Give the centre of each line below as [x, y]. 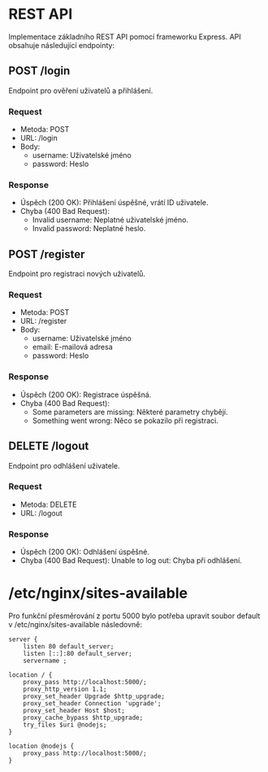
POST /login [39, 71]
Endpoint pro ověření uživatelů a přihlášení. [81, 90]
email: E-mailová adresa [72, 347]
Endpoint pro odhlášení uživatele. [64, 465]
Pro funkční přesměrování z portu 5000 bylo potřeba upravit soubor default [134, 616]
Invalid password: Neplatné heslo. [89, 229]
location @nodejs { [41, 746]
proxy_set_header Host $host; [74, 711]
